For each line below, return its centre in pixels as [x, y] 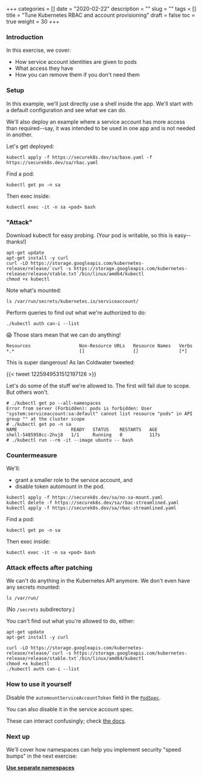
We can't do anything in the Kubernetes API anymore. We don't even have [98, 581]
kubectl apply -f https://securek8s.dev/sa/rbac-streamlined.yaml [91, 508]
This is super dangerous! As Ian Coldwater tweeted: [71, 362]
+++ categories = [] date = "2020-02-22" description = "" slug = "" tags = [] [101, 9]
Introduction [25, 37]
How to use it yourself [39, 684]
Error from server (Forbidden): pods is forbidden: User [79, 408]
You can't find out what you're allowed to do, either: [71, 621]
